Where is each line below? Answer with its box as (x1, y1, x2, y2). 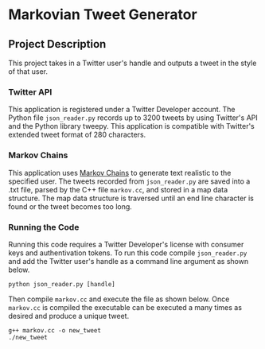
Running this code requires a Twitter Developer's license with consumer (8, 239, 244, 249)
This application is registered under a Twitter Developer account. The (8, 105, 236, 114)
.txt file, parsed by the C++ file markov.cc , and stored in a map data (8, 184, 228, 194)
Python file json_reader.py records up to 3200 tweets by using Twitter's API (8, 113, 258, 122)
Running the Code (8, 221, 80, 232)
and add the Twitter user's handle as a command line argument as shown (8, 256, 249, 266)
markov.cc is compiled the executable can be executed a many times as (8, 302, 243, 312)
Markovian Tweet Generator (8, 6, 197, 24)
